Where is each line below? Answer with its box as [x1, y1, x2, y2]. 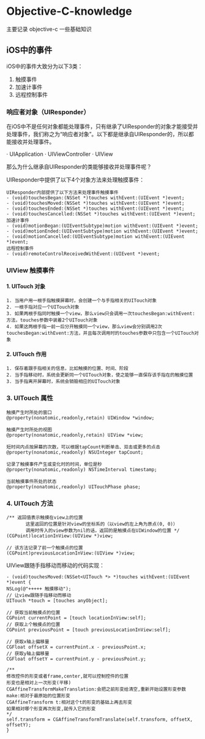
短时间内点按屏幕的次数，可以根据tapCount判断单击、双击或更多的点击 [6, 443, 161, 450]
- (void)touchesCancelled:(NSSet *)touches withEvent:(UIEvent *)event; [6, 211, 196, 217]
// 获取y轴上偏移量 [6, 650, 50, 657]
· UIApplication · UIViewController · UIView [6, 150, 113, 158]
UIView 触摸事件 [6, 266, 55, 274]
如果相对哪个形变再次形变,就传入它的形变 [6, 705, 96, 712]
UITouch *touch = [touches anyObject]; [6, 597, 108, 603]
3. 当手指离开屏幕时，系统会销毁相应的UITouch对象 [6, 378, 121, 385]
